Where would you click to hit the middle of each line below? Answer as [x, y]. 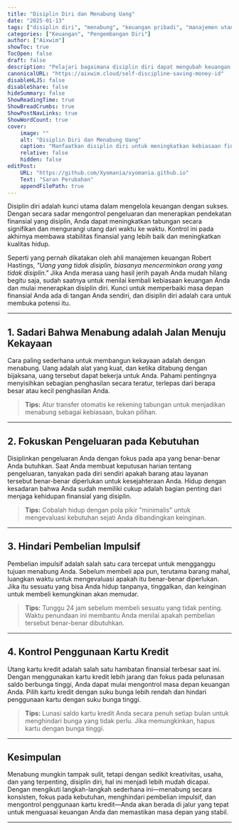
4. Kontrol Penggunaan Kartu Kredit [88, 652]
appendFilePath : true [52, 186]
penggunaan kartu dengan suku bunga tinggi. [74, 699]
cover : [17, 126]
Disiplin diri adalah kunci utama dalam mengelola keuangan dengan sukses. [118, 206]
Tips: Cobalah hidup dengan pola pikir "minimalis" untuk [107, 510]
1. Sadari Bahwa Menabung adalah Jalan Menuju [117, 332]
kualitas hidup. [29, 244]
